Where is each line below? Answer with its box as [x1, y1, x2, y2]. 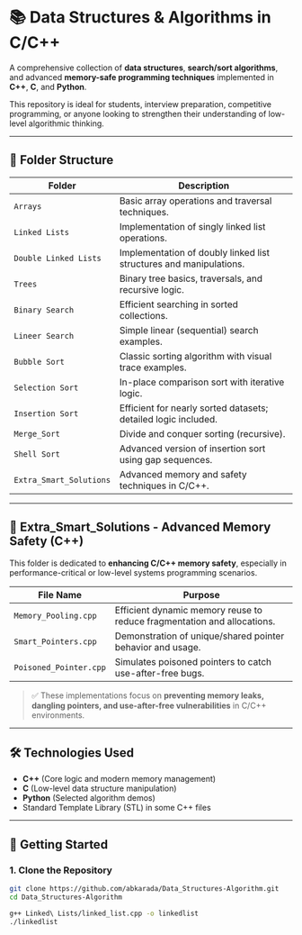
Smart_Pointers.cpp [13, 636, 97, 647]
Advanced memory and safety [119, 467, 247, 480]
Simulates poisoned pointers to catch [114, 655, 272, 667]
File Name [38, 588, 83, 601]
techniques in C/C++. [119, 479, 209, 492]
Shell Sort [13, 449, 60, 459]
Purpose [182, 588, 220, 601]
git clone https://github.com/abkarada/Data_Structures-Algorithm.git [9, 885, 280, 894]
